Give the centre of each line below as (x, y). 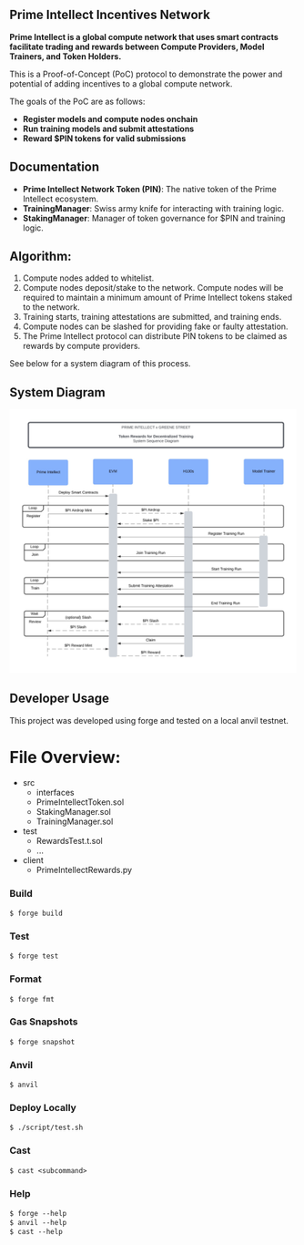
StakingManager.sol (74, 811)
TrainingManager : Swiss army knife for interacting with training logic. (153, 208)
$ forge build (36, 913)
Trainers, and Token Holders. (66, 56)
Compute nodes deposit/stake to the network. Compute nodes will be (153, 288)
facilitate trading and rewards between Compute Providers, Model (137, 46)
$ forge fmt (32, 999)
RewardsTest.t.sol (69, 840)
